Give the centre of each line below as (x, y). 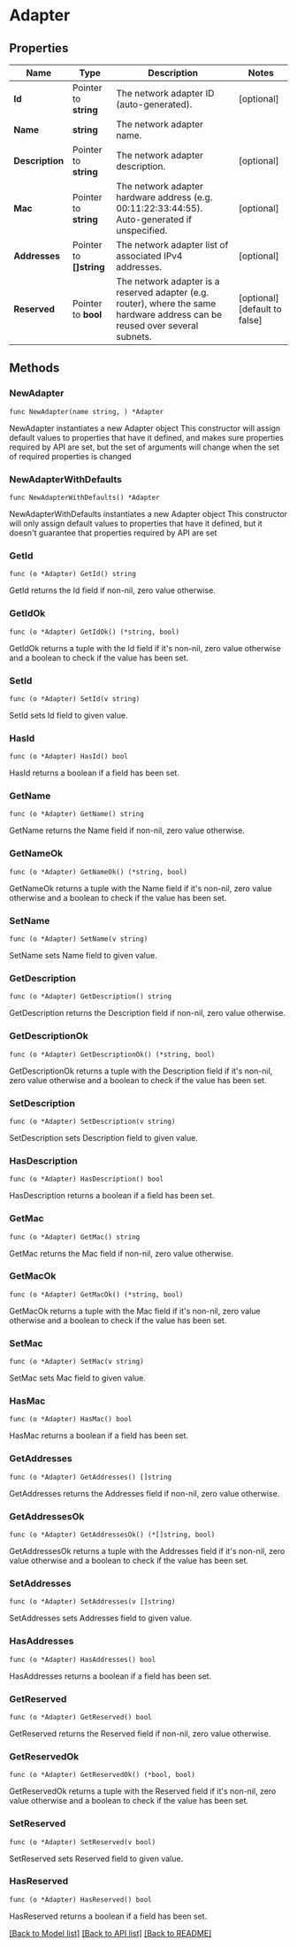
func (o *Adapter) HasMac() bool (71, 1420)
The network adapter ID (165, 93)
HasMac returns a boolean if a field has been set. (99, 1435)
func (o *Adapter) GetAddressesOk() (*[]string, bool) (112, 1535)
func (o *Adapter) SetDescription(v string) (92, 1121)
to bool (87, 315)
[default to (260, 309)
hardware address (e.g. (164, 197)
